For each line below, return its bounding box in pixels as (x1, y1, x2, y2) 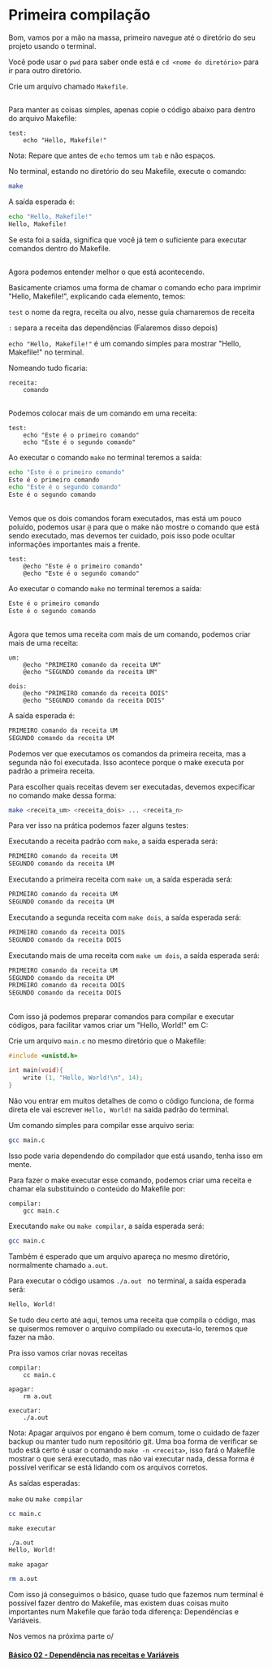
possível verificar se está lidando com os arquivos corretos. (8, 1462, 209, 1472)
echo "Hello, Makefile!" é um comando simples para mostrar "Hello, (8, 339, 242, 349)
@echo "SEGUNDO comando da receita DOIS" (23, 696, 165, 704)
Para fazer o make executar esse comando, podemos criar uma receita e (8, 1175, 252, 1185)
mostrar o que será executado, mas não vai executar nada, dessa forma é (8, 1453, 255, 1463)
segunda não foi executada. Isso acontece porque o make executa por (8, 757, 244, 767)
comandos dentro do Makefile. (8, 243, 111, 253)
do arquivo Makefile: (8, 114, 77, 124)
